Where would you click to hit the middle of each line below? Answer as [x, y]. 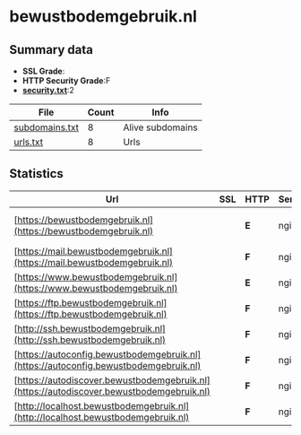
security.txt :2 [48, 90]
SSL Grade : [43, 71]
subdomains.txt [46, 127]
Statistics [37, 174]
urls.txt [28, 142]
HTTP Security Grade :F [66, 81]
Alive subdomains [161, 127]
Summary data [52, 50]
